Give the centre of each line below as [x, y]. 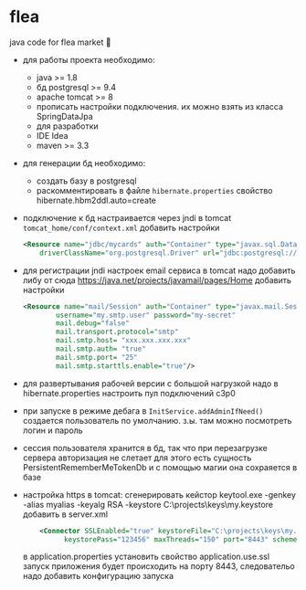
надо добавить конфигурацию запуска [98, 576]
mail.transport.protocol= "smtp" [117, 332]
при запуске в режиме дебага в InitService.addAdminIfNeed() [143, 411]
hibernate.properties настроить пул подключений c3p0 [129, 393]
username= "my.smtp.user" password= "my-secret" [146, 315]
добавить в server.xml [65, 514]
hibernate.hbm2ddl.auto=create [96, 200]
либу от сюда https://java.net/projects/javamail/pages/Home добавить [157, 279]
